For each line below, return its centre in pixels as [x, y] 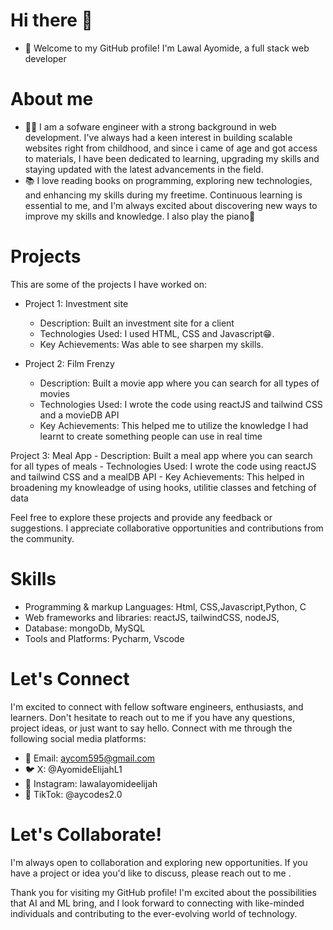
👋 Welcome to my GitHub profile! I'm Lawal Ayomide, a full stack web [167, 48]
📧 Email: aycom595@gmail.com [90, 758]
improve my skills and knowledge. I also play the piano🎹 [140, 216]
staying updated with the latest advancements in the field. [144, 169]
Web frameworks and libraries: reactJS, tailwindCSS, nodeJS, [152, 617]
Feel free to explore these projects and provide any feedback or [141, 517]
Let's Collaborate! [86, 834]
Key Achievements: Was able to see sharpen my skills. [151, 344]
